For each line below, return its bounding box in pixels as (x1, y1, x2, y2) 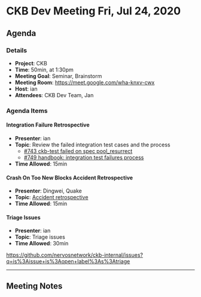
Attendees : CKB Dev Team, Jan (14, 91, 94, 98)
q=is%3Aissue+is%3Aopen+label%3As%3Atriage (6, 258, 130, 265)
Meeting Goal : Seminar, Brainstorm (14, 72, 102, 79)
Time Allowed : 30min (14, 240, 69, 247)
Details (6, 46, 28, 55)
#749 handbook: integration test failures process (23, 154, 144, 161)
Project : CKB (14, 59, 48, 67)
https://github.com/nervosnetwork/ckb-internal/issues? (6, 251, 144, 259)
